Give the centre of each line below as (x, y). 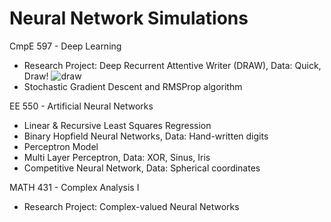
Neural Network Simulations (129, 18)
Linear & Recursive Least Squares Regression (117, 125)
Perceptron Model (61, 146)
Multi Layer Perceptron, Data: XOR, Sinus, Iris (117, 157)
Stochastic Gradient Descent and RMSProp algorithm (133, 86)
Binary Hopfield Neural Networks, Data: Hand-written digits (146, 136)
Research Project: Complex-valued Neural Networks (131, 206)
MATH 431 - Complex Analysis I (74, 187)
